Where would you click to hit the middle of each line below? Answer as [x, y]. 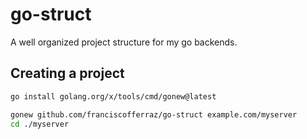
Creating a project [67, 73]
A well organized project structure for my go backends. [124, 42]
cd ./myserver [40, 124]
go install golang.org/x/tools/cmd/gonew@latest [113, 96]
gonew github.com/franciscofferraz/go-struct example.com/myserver [154, 114]
